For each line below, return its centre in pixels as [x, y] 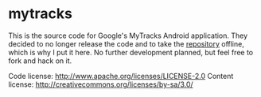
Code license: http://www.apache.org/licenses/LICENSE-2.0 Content [121, 76]
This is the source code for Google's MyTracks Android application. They [128, 35]
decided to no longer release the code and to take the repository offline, [126, 43]
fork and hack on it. [40, 61]
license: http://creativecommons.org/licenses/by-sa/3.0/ [101, 84]
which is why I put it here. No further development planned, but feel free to [131, 52]
